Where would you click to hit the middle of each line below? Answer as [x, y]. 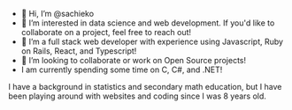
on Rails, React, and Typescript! [79, 51]
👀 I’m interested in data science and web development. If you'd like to [148, 23]
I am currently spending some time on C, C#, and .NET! [122, 70]
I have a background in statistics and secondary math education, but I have [145, 87]
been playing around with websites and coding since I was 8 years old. [138, 96]
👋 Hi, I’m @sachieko [58, 14]
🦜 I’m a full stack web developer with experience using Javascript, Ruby [152, 41]
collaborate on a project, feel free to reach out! [106, 32]
